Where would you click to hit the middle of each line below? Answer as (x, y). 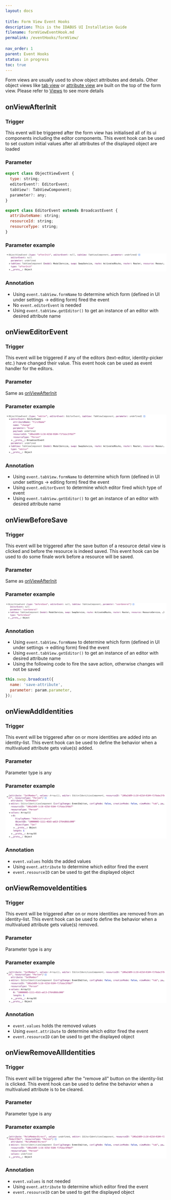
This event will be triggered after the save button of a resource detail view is (85, 546)
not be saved (27, 669)
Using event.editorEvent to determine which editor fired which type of (87, 488)
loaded (13, 149)
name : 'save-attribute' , (36, 685)
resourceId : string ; (32, 221)
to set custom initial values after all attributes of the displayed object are (81, 144)
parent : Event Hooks (27, 54)
